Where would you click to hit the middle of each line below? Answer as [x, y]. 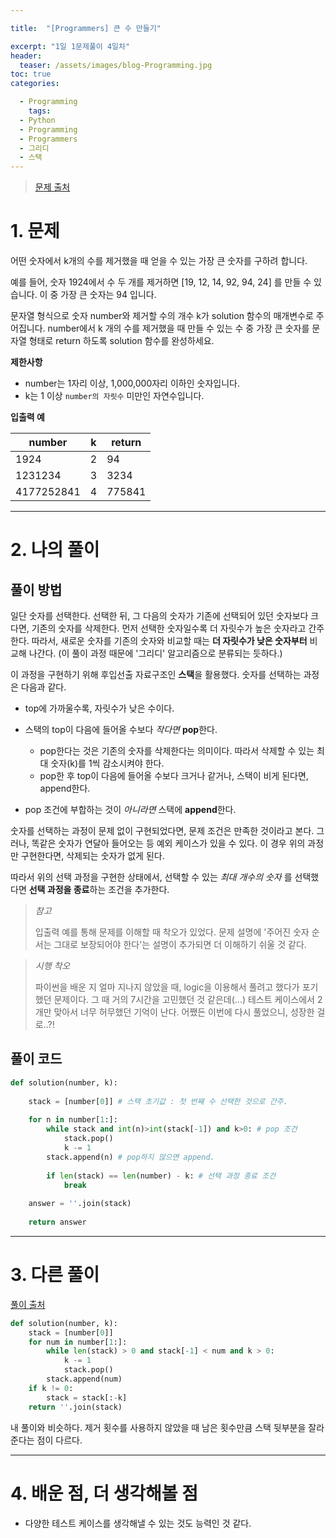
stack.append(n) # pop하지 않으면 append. [130, 1157]
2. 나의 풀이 [55, 550]
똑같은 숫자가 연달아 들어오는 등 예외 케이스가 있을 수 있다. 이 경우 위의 [168, 843]
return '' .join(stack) [75, 1407]
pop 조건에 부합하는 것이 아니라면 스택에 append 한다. [130, 810]
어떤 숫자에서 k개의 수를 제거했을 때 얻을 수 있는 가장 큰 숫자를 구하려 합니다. [159, 261]
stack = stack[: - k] [87, 1397]
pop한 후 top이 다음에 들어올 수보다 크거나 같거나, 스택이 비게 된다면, [174, 776]
